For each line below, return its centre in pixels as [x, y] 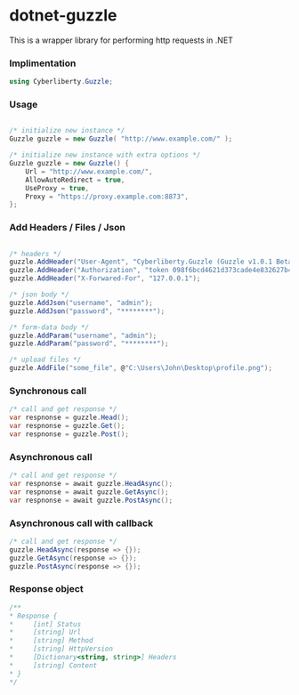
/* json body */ [39, 295]
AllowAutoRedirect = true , [75, 180]
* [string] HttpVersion [61, 649]
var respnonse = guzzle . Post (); [69, 434]
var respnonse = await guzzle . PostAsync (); [91, 500]
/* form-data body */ [49, 327]
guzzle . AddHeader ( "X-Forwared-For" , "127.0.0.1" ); [105, 279]
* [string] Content [53, 665]
